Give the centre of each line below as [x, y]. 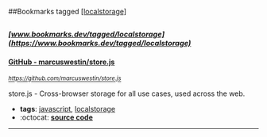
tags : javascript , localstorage [68, 108]
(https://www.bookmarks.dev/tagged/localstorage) [100, 44]
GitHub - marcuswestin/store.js [62, 62]
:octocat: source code [56, 117]
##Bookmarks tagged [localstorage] [68, 11]
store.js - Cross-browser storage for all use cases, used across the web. [127, 93]
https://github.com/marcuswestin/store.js [65, 78]
